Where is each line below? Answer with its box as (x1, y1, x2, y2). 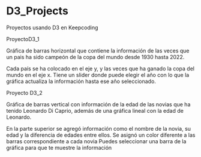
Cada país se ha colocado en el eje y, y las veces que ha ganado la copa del (6, 64, 195, 72)
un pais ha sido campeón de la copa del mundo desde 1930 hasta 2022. (6, 53, 185, 60)
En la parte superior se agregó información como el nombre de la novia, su (6, 125, 191, 132)
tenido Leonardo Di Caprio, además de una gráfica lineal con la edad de (6, 107, 184, 114)
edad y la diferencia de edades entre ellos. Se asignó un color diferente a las (6, 131, 196, 138)
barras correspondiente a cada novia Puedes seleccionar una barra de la (6, 137, 187, 144)
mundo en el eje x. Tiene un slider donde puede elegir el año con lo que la (6, 71, 190, 78)
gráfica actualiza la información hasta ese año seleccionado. (6, 78, 156, 85)
